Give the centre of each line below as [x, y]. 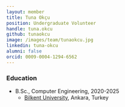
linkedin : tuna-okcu [32, 46]
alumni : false [24, 51]
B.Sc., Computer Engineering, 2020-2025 [67, 91]
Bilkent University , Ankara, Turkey [66, 97]
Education [22, 78]
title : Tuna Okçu [28, 18]
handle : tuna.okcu [29, 29]
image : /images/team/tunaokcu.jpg [50, 40]
